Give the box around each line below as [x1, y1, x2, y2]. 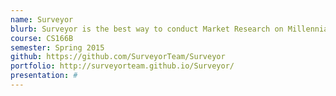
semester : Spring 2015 [10, 42, 105, 53]
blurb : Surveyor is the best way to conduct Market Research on [10, 24, 284, 34]
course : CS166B [10, 33, 74, 43]
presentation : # [10, 71, 78, 81]
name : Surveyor [10, 14, 74, 25]
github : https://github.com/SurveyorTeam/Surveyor [10, 52, 226, 62]
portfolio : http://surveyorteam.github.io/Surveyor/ [10, 61, 235, 71]
